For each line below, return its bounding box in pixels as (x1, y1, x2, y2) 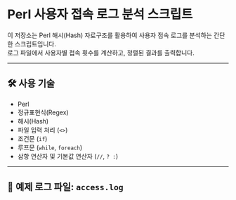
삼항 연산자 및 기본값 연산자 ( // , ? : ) (17, 152, 119, 160)
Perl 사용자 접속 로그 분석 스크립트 (7, 6, 193, 22)
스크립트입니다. (14, 39, 57, 48)
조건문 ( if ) (17, 134, 48, 142)
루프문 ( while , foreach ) (17, 143, 83, 152)
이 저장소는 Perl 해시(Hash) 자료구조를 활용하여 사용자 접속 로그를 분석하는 (7, 31, 213, 39)
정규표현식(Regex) (17, 108, 69, 116)
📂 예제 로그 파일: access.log (7, 181, 124, 193)
